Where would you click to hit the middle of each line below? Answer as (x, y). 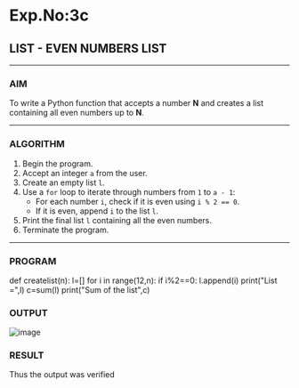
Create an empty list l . (63, 182)
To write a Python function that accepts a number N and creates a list (137, 103)
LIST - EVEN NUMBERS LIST (88, 48)
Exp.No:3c (49, 16)
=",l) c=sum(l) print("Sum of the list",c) (80, 289)
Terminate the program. (65, 230)
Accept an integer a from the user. (85, 173)
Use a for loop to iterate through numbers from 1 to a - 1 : (129, 191)
